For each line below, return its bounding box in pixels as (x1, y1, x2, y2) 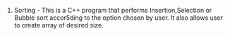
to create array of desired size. (13, 21, 104, 29)
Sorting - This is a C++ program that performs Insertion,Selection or (13, 6, 212, 14)
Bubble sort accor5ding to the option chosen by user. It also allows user (13, 13, 224, 22)
